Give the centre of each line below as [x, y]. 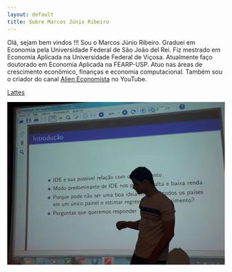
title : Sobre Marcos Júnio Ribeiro [58, 22]
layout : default [30, 14]
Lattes [16, 92]
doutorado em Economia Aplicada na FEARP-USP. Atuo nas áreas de [105, 64]
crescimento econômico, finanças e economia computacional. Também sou [115, 72]
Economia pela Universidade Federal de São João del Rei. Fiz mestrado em [114, 50]
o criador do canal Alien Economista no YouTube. [77, 79]
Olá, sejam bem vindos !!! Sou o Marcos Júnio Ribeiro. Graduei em [101, 42]
